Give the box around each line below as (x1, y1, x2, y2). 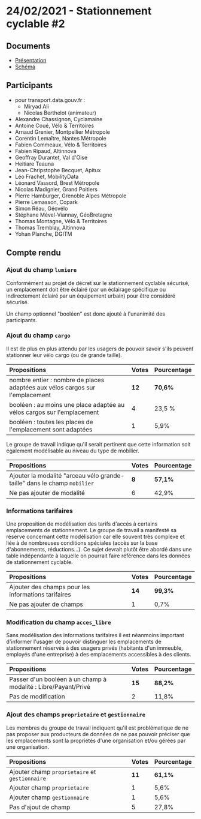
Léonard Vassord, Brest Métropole (14, 179, 100, 187)
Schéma (14, 63, 36, 70)
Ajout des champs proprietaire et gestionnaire (6, 710, 145, 719)
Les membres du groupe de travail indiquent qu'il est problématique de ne (6, 724, 189, 731)
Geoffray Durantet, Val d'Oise (14, 154, 88, 161)
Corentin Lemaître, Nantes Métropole (14, 134, 106, 142)
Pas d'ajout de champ (9, 803, 71, 811)
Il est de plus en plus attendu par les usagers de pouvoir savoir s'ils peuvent (6, 345, 194, 352)
